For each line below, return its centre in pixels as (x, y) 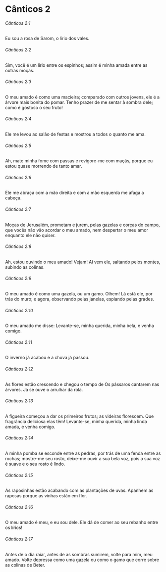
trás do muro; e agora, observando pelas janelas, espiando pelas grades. (80, 299)
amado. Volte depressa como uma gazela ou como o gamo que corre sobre (82, 560)
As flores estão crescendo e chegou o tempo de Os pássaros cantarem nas (82, 384)
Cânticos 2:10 (19, 310)
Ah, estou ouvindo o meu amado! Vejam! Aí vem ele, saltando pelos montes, (83, 262)
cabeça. (13, 198)
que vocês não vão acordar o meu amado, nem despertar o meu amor (77, 230)
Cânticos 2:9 (18, 279)
